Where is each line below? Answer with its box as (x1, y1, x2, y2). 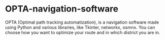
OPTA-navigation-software (5, 3, 119, 14)
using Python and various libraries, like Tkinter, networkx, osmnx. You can (5, 24, 155, 30)
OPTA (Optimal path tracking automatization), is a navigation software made (5, 19, 159, 25)
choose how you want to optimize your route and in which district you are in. (5, 29, 161, 35)
